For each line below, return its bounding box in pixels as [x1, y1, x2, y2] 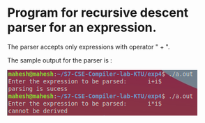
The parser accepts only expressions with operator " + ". [7, 42, 170, 51]
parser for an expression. [7, 19, 157, 35]
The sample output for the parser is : [7, 56, 113, 64]
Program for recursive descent [7, 5, 189, 21]
